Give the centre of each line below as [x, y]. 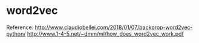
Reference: [20, 27]
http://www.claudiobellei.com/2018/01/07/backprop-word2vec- [114, 27]
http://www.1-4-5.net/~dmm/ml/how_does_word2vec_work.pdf [106, 33]
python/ [16, 33]
